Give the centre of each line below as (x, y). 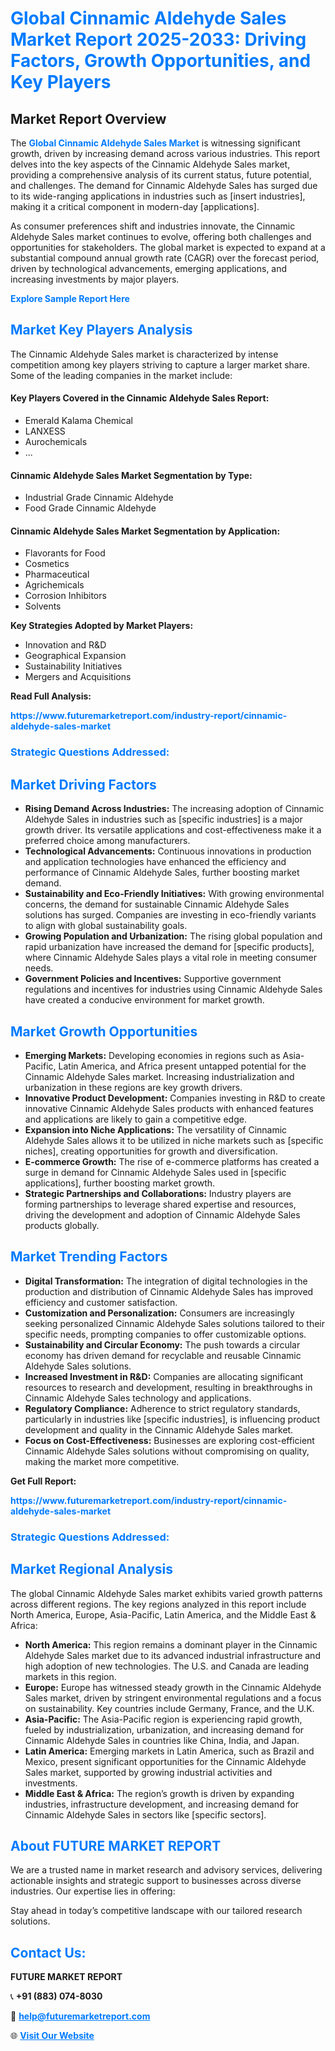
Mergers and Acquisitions (78, 677)
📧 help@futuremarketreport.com (80, 2016)
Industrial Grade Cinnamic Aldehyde (99, 498)
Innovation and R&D (65, 645)
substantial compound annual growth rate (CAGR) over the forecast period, (165, 258)
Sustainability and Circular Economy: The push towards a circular (162, 1344)
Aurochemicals (56, 442)
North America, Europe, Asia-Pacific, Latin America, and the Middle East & (163, 1614)
